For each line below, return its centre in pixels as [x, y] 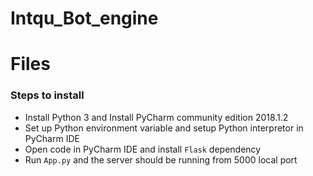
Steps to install [47, 95]
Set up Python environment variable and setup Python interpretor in [164, 128]
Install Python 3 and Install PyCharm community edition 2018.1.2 [156, 117]
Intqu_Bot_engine [84, 18]
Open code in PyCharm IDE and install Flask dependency [143, 149]
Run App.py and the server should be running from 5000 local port [161, 159]
